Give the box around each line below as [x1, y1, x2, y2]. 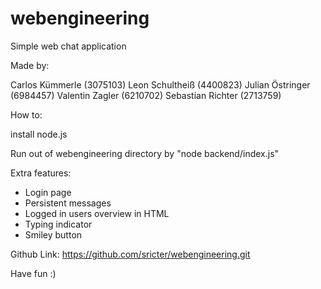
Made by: [10, 59, 50, 71]
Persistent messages [24, 197, 112, 209]
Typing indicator [24, 218, 93, 230]
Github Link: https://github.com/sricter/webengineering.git [10, 248, 251, 260]
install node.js [10, 128, 68, 140]
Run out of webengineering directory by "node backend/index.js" [10, 147, 280, 159]
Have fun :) [10, 267, 57, 279]
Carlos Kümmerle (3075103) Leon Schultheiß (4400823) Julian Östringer [10, 78, 311, 91]
